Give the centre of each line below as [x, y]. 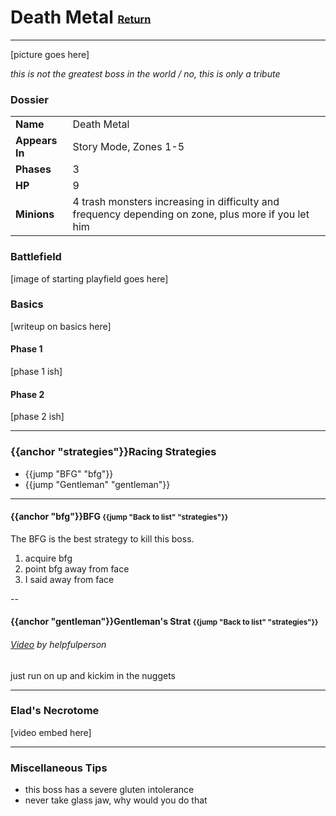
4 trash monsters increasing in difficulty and [176, 202]
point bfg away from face [77, 568]
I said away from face [69, 579]
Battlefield [36, 257]
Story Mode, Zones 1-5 [128, 147]
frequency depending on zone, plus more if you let [191, 214]
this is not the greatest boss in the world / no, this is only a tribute [145, 73]
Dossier [30, 99]
